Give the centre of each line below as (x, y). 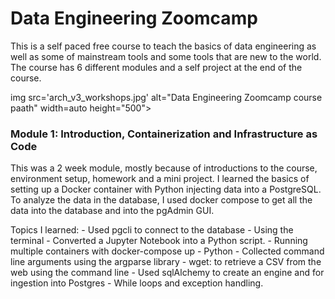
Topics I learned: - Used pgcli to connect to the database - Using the (152, 230)
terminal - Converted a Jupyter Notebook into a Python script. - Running (159, 241)
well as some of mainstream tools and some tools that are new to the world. (166, 56)
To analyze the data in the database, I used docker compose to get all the (161, 200)
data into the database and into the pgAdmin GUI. (112, 211)
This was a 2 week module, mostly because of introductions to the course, (164, 168)
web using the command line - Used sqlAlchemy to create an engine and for (167, 273)
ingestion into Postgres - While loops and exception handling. (137, 283)
